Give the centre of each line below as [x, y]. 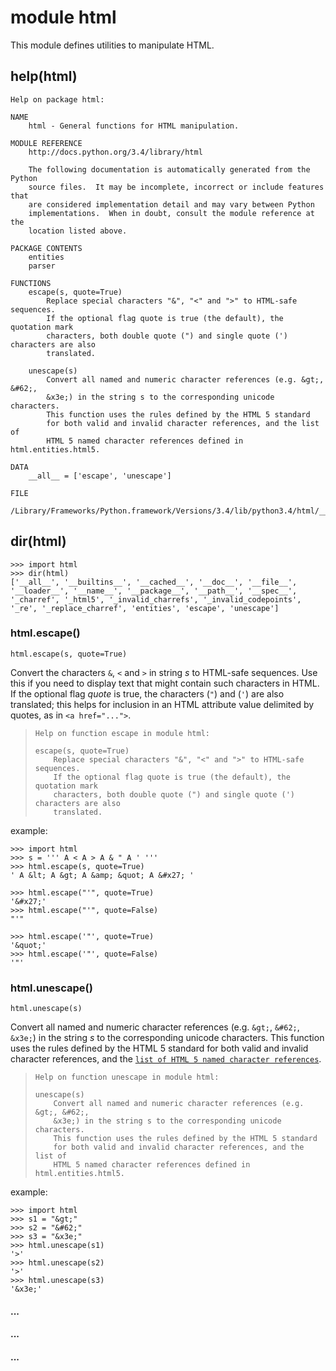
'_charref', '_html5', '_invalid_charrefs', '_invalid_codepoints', [156, 599]
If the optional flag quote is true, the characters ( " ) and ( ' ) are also [147, 693]
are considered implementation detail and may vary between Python [171, 204]
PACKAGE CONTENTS [46, 248]
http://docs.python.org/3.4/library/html [115, 152]
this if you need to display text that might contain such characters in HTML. [165, 683]
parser [42, 266]
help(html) [44, 76]
